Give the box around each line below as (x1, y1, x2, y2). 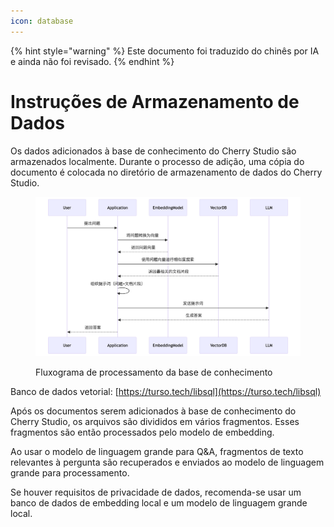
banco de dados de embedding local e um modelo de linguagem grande (10, 497, 308, 509)
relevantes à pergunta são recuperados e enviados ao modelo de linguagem (10, 456, 325, 469)
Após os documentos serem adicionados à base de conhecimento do (10, 405, 297, 417)
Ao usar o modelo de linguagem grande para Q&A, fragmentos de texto (10, 446, 304, 458)
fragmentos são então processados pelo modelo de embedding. (10, 426, 275, 439)
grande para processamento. (10, 467, 130, 479)
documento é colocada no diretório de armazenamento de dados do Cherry (10, 166, 323, 178)
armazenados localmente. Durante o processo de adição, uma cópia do (10, 155, 305, 167)
